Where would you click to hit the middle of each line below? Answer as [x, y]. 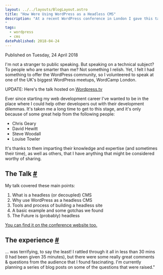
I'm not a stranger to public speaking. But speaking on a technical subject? [80, 64]
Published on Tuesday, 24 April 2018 [42, 55]
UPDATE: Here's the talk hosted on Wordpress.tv [54, 89]
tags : [10, 28]
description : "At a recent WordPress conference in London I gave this [79, 18]
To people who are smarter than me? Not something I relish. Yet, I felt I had [80, 69]
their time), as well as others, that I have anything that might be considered [80, 153]
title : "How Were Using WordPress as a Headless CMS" [61, 14]
